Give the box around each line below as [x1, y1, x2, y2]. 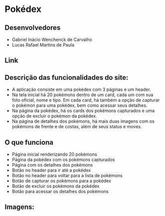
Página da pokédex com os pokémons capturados [11, 157, 115, 163]
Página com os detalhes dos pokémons [11, 162, 93, 168]
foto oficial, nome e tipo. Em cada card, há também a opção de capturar [11, 97, 160, 103]
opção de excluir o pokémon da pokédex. [11, 113, 97, 119]
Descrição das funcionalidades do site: [4, 73, 129, 82]
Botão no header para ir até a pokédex [11, 167, 91, 173]
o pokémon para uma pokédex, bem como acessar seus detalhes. [11, 102, 148, 108]
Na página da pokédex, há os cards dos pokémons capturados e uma [11, 108, 155, 114]
